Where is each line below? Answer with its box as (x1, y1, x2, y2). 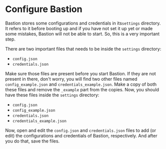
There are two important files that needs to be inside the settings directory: (5, 46, 161, 52)
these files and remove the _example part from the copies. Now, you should (5, 86, 159, 92)
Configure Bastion (5, 4, 82, 15)
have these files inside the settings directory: (5, 92, 99, 98)
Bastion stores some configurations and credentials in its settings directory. (5, 20, 161, 26)
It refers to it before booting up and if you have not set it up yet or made (5, 25, 153, 31)
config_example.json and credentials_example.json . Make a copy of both (5, 81, 157, 87)
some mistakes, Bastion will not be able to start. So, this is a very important (5, 31, 160, 37)
